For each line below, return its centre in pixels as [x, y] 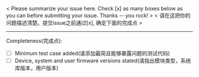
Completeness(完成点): [34, 41]
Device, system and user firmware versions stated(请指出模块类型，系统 [103, 61]
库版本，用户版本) [36, 68]
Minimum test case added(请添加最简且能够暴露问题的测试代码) [92, 53]
